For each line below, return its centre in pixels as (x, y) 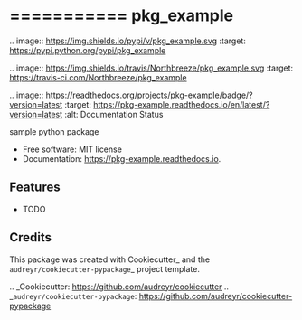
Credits (31, 237)
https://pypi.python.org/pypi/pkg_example (88, 50)
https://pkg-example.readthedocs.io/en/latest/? (182, 104)
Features (35, 188)
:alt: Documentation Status (114, 114)
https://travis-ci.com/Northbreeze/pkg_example (98, 77)
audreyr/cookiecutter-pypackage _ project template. (105, 268)
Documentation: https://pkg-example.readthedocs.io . (122, 158)
